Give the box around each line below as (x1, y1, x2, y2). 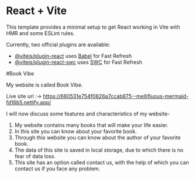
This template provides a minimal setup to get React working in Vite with (6, 23, 180, 30)
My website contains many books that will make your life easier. (14, 121, 169, 128)
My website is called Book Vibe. (6, 81, 83, 88)
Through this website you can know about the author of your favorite (14, 133, 181, 141)
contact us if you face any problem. (14, 165, 101, 172)
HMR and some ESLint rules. (6, 29, 75, 36)
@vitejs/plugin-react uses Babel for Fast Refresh (14, 52, 132, 59)
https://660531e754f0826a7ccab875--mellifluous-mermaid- (43, 93, 189, 100)
